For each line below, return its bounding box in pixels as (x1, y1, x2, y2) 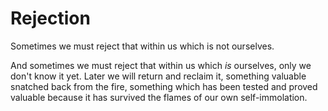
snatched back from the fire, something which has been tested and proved (10, 80, 318, 92)
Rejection (10, 7, 91, 30)
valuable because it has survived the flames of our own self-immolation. (10, 91, 308, 103)
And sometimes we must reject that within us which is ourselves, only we (10, 59, 312, 71)
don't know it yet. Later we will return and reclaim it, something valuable (10, 70, 307, 82)
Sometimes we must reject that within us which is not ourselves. (10, 40, 275, 52)
